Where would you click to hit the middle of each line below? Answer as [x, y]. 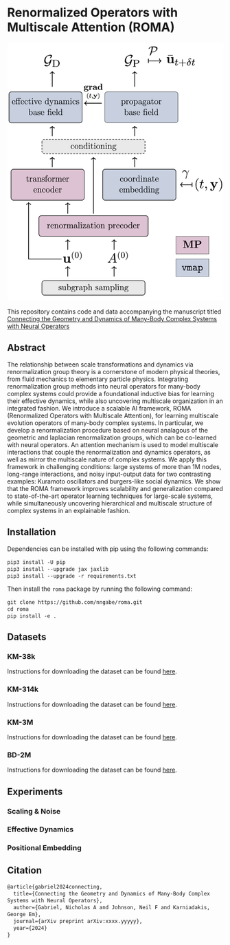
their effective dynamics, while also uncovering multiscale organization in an [115, 401]
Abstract [26, 348]
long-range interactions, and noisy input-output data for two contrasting [109, 474]
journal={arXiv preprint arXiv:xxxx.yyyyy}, [78, 922]
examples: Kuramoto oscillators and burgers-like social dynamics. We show [114, 481]
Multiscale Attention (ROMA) [91, 27]
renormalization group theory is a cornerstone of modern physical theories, [114, 371]
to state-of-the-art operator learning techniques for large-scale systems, [110, 496]
